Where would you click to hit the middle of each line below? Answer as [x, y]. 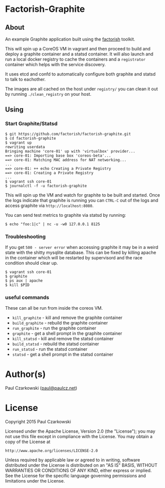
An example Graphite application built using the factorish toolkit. [70, 39]
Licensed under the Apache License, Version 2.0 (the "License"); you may [80, 431]
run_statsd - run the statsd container [50, 349]
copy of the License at [28, 442]
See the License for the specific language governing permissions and [76, 476]
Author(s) [25, 374]
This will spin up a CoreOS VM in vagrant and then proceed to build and [78, 49]
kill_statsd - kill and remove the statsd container [63, 339]
